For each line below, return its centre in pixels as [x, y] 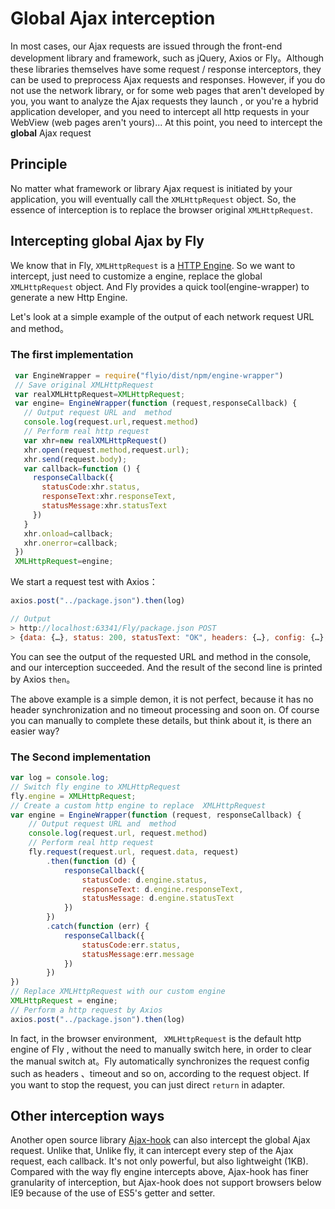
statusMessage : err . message [138, 954]
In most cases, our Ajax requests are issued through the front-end [146, 46]
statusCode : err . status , [131, 945]
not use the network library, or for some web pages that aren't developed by [167, 90]
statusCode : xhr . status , [91, 487]
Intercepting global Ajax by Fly [107, 241]
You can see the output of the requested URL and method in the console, [161, 656]
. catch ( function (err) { [98, 927]
